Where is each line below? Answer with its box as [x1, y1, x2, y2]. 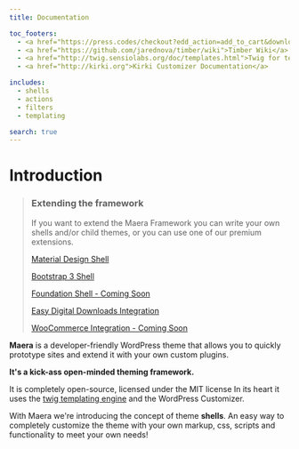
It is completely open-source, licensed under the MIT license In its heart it [9, 383, 280, 394]
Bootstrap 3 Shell [30, 270, 95, 281]
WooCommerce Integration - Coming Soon [30, 322, 189, 333]
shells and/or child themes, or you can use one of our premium [30, 227, 263, 237]
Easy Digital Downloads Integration [30, 305, 160, 316]
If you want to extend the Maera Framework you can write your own [30, 217, 280, 228]
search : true [9, 127, 58, 136]
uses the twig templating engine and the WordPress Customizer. [9, 393, 245, 404]
